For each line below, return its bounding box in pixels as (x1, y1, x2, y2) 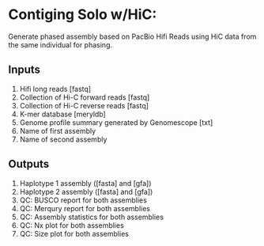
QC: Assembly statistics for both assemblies (19, 212, 164, 221)
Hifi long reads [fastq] (19, 84, 92, 93)
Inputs (8, 63, 41, 77)
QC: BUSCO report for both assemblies (19, 195, 148, 205)
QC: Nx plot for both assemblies (19, 220, 124, 230)
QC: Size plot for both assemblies (19, 229, 129, 238)
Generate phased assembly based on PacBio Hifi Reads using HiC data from (8, 32, 257, 41)
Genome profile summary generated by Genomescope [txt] (19, 117, 213, 127)
